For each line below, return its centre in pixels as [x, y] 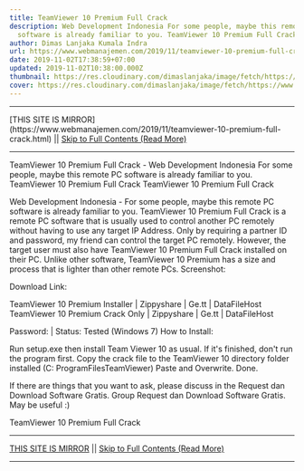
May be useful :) [40, 405]
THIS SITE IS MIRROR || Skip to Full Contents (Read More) [117, 448]
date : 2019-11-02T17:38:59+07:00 [72, 60]
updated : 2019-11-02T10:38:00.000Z [76, 69]
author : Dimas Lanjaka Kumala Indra [78, 43]
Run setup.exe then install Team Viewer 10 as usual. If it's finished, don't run [151, 349]
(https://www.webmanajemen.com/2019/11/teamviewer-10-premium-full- [145, 129]
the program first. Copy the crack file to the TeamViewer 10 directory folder [149, 358]
